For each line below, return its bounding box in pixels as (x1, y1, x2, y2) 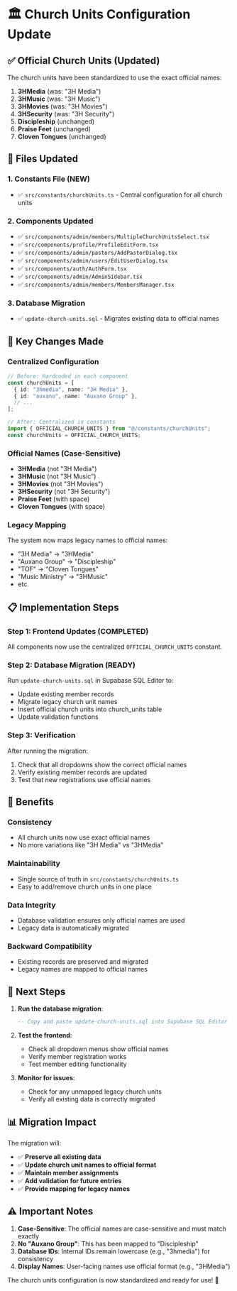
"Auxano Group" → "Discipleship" (17, 557, 116, 566)
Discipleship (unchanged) (17, 117, 95, 126)
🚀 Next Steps (7, 985, 66, 998)
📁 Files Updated (7, 153, 78, 165)
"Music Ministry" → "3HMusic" (17, 573, 109, 581)
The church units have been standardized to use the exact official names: (7, 73, 222, 82)
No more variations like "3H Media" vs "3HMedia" (17, 841, 164, 850)
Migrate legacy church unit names (17, 698, 118, 706)
